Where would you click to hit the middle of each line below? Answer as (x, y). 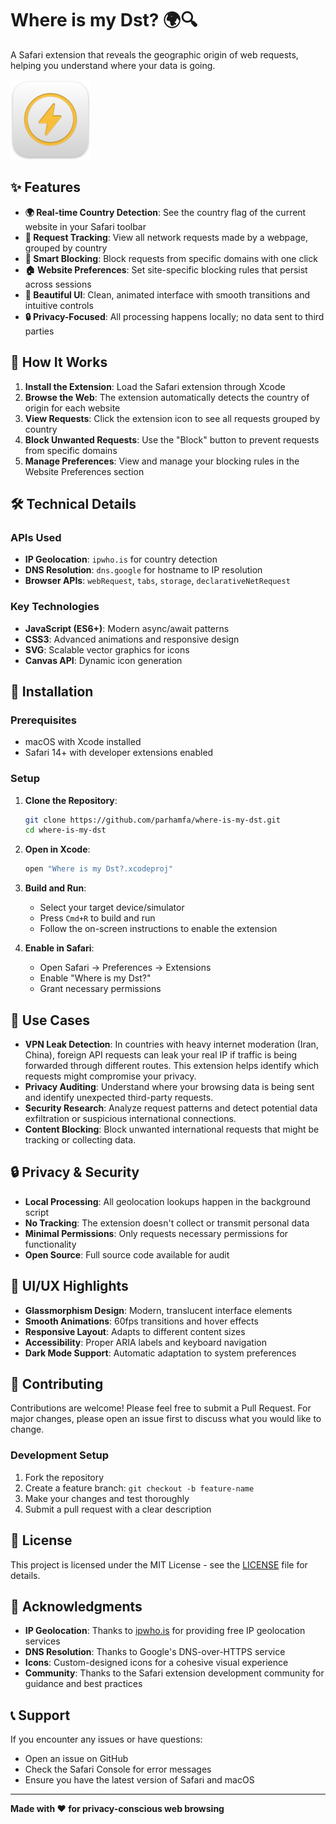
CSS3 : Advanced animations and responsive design (132, 639)
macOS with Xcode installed (83, 742)
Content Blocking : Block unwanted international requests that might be (172, 1129)
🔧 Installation (52, 691)
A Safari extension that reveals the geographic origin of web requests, (154, 54)
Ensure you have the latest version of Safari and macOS (139, 1780)
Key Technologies (55, 607)
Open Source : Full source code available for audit (127, 1254)
